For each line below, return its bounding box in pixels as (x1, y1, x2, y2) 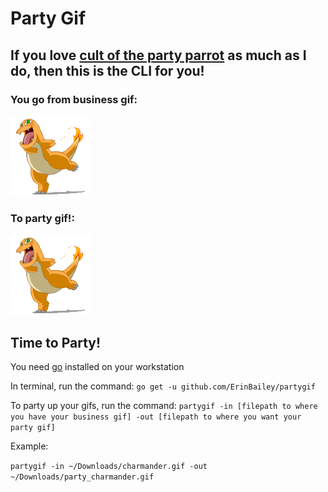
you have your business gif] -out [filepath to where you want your (10, 412, 302, 422)
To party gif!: (10, 211, 75, 225)
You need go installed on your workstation (10, 360, 185, 372)
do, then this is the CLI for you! (10, 62, 205, 79)
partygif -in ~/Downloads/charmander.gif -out (10, 461, 208, 471)
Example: (10, 440, 49, 452)
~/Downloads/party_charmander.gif (10, 472, 155, 482)
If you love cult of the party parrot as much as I (10, 47, 307, 64)
